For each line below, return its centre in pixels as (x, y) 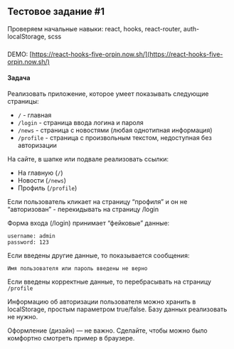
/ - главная (34, 115)
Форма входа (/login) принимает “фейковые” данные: (89, 222)
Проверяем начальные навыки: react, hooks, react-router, (95, 28)
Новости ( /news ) (42, 180)
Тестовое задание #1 (56, 12)
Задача (19, 78)
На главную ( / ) (40, 173)
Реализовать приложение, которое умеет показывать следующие (108, 93)
